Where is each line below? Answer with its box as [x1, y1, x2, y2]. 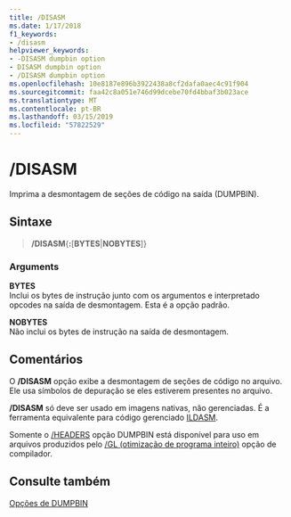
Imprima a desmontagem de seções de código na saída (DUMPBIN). [9, 188, 260, 199]
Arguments [9, 260, 60, 273]
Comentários [9, 352, 84, 367]
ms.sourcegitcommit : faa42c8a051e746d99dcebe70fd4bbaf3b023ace [9, 87, 249, 96]
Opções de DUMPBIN [9, 497, 89, 508]
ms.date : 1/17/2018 [9, 21, 82, 30]
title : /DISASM [9, 12, 66, 22]
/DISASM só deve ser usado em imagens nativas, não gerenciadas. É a [9, 402, 270, 413]
